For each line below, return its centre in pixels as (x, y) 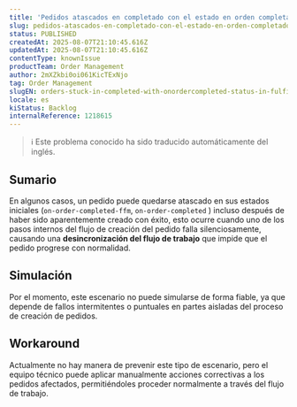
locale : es (29, 100)
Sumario (33, 179)
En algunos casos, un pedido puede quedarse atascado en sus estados (139, 201)
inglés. (43, 152)
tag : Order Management (51, 83)
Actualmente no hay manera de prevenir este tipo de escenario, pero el (139, 365)
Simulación (41, 276)
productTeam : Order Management (67, 67)
